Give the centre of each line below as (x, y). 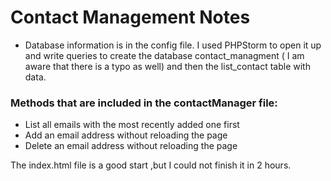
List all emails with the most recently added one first (132, 125)
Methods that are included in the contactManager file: (144, 103)
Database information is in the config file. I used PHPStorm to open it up (173, 45)
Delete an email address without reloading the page (131, 146)
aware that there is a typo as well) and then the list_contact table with (167, 66)
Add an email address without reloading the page (126, 135)
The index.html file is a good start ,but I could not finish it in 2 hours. (151, 165)
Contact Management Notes (130, 17)
